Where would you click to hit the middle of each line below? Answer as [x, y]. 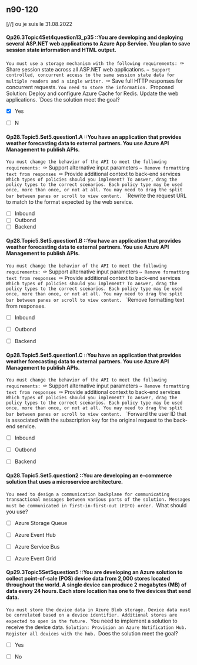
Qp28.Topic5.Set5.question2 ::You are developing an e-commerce [89, 475]
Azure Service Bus [37, 546]
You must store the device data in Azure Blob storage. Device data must [98, 610]
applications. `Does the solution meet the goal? [63, 100]
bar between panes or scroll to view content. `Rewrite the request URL [96, 196]
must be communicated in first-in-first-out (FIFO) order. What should [96, 505]
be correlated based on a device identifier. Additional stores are [92, 615]
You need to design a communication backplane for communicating [88, 494]
